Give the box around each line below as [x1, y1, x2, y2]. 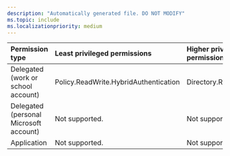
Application [10, 138, 47, 148]
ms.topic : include [7, 16, 60, 23]
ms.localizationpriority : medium [7, 23, 103, 29]
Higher [186, 44, 209, 54]
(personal [10, 110, 42, 120]
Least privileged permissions [54, 49, 152, 58]
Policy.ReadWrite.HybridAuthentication [54, 77, 180, 87]
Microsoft [10, 118, 42, 128]
